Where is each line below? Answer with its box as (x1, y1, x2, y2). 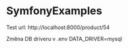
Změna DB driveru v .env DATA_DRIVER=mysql (6, 35, 122, 42)
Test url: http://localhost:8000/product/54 (6, 24, 110, 31)
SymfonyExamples (6, 4, 102, 18)
